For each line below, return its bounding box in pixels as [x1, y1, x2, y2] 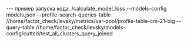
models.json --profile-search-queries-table [6, 11, 111, 18]
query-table [6, 24, 35, 31]
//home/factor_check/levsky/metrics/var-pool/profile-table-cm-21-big [6, 18, 175, 24]
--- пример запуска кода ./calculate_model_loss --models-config [6, 5, 167, 12]
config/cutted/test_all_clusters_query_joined [6, 30, 113, 37]
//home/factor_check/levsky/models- [35, 24, 126, 31]
